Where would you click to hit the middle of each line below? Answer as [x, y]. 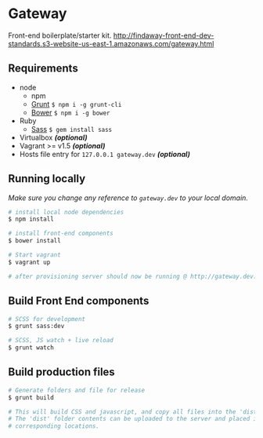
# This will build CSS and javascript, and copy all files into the [122, 412]
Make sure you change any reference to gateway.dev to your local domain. [128, 198]
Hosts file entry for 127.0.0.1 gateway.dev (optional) [104, 154]
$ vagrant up [29, 262]
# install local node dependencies [66, 212]
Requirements [43, 69]
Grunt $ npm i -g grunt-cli [76, 104]
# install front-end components [61, 234]
